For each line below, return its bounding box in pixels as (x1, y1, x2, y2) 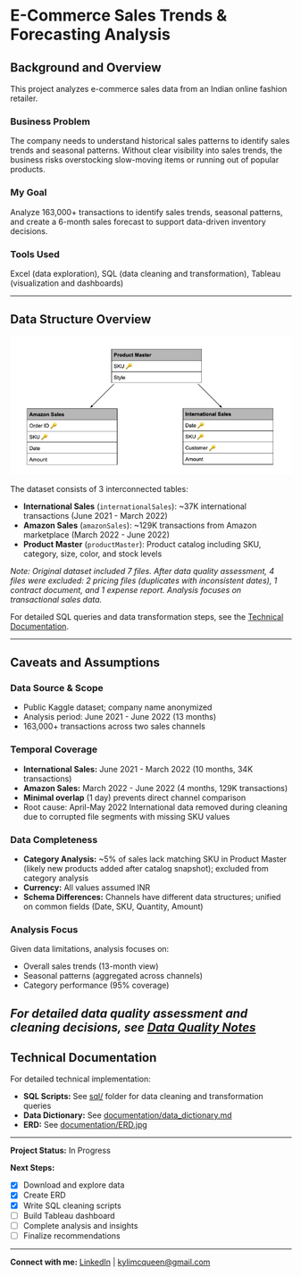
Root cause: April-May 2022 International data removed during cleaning (22, 801, 288, 813)
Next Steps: (10, 1163, 55, 1173)
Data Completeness (10, 833, 98, 846)
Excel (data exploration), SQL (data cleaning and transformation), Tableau (10, 268, 280, 279)
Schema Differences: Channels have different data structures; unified (22, 891, 281, 902)
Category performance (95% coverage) (22, 980, 170, 991)
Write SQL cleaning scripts (22, 1200, 121, 1211)
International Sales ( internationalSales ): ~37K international (22, 501, 247, 512)
